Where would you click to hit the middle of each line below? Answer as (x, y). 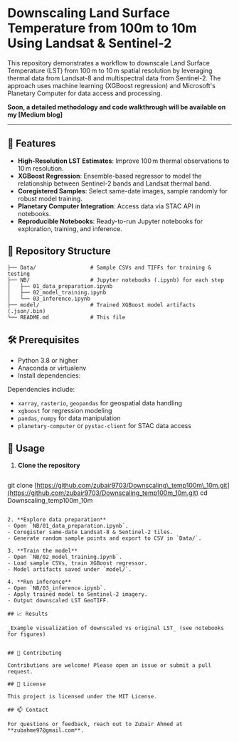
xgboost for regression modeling (65, 411)
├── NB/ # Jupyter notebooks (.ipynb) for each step (116, 280)
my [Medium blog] (35, 114)
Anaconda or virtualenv (52, 368)
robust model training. (50, 198)
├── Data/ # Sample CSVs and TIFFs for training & (110, 267)
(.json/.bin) (27, 311)
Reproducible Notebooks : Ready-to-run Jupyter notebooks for (110, 221)
